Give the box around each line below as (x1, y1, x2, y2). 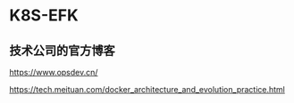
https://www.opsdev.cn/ (9, 67, 98, 77)
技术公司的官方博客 (9, 43, 115, 58)
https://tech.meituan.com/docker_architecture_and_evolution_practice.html (9, 84, 286, 94)
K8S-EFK (9, 5, 79, 26)
